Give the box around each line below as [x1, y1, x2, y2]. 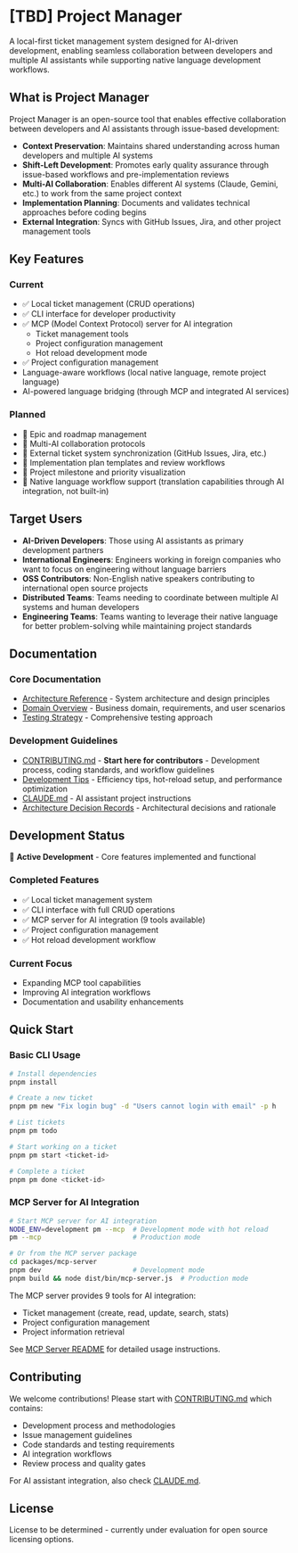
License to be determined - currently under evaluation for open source [9, 1524, 269, 1535]
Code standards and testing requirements [21, 1439, 175, 1450]
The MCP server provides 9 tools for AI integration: [9, 1290, 197, 1301]
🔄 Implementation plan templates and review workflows [21, 457, 225, 467]
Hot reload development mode [35, 348, 148, 359]
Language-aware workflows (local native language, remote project [21, 368, 267, 378]
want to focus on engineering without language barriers [21, 564, 227, 574]
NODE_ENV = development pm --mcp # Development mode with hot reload [9, 1225, 269, 1234]
